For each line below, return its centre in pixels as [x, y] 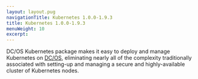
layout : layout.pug [31, 12]
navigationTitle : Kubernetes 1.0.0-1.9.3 [60, 17]
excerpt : [17, 34]
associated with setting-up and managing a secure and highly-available [96, 65]
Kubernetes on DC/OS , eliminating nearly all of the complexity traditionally [99, 58]
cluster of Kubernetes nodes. [43, 71]
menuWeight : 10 [26, 29]
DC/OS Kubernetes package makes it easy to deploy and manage [88, 51]
